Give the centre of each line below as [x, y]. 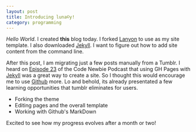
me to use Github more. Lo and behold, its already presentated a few [89, 82]
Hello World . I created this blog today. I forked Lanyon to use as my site [93, 39]
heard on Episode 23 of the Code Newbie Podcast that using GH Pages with [98, 69]
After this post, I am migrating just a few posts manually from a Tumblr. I [93, 63]
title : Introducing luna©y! [41, 17]
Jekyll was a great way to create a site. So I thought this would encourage [96, 75]
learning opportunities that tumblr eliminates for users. [72, 88]
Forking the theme [37, 99]
